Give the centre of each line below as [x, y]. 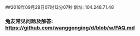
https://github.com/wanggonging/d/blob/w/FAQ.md [70, 28]
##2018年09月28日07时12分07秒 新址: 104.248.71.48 [59, 7]
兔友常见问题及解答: [29, 21]
